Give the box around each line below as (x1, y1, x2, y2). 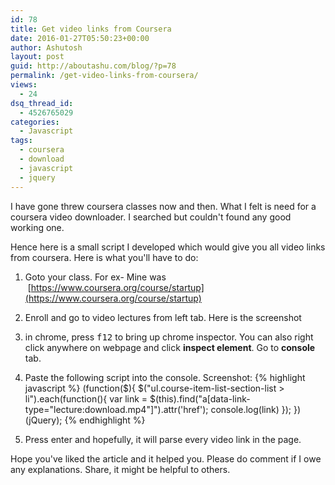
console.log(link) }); (210, 403, 292, 415)
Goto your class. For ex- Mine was (24, 271, 167, 283)
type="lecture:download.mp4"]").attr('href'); (24, 403, 209, 415)
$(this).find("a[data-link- (149, 392, 251, 405)
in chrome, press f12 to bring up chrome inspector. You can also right (24, 331, 314, 343)
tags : (10, 136, 33, 146)
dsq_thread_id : (10, 98, 74, 108)
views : (10, 80, 38, 90)
